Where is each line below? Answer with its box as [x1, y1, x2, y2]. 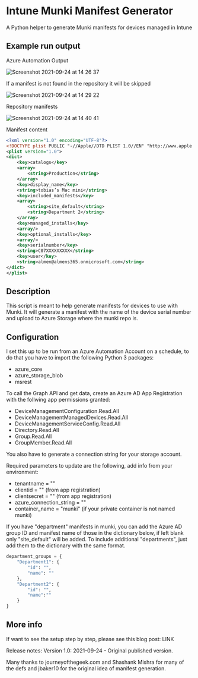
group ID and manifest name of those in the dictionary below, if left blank [6, 529, 184, 537]
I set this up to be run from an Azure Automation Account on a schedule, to [6, 348, 190, 355]
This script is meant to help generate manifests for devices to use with [6, 302, 178, 310]
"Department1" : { [17, 559, 60, 565]
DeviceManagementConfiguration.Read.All [14, 408, 120, 415]
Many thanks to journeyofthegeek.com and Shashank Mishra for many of [6, 658, 184, 666]
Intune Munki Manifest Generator [6, 4, 173, 18]
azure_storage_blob [14, 372, 63, 379]
